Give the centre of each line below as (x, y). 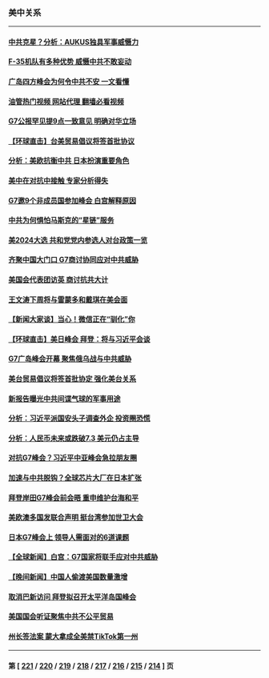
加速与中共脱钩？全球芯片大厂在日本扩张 (75, 477)
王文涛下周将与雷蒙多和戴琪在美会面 (68, 299)
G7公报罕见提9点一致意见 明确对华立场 (72, 121)
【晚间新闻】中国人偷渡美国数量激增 (68, 576)
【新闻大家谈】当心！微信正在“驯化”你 (72, 319)
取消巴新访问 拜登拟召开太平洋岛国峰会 (72, 596)
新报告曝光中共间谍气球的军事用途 (64, 399)
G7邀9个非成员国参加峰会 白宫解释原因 (72, 200)
